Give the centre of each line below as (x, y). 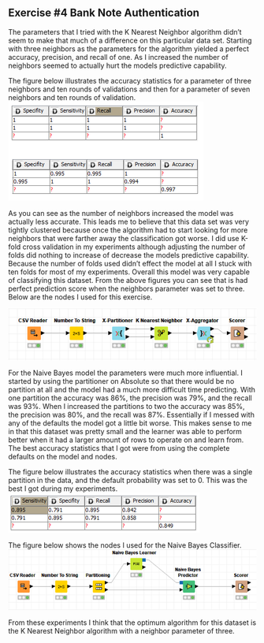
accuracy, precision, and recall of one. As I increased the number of (118, 57)
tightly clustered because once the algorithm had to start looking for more (128, 230)
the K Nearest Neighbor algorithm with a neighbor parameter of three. (121, 631)
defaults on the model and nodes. (63, 457)
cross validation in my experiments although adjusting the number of (134, 247)
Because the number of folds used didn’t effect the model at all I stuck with (130, 263)
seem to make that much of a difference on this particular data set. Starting (130, 40)
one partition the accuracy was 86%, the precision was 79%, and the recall (130, 398)
